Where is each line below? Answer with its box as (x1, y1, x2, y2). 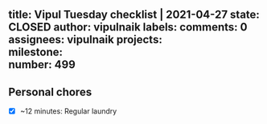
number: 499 (8, 58, 76, 72)
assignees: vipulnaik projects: (8, 33, 162, 46)
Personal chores (8, 85, 92, 98)
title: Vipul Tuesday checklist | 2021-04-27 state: (8, 8, 260, 22)
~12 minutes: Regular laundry (19, 106, 117, 116)
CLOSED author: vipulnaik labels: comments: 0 (8, 21, 248, 34)
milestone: (8, 46, 63, 59)
